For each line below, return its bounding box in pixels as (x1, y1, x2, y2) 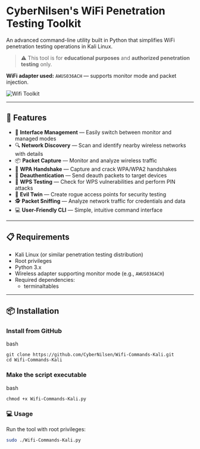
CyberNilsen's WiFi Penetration (6, 4, 165, 18)
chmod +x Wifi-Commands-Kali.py (6, 395, 86, 402)
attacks (14, 184, 33, 191)
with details (14, 150, 43, 157)
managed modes (14, 135, 57, 142)
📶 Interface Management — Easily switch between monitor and (14, 128, 171, 136)
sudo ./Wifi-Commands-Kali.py (6, 437, 82, 443)
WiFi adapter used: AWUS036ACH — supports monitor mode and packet (6, 72, 177, 79)
